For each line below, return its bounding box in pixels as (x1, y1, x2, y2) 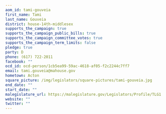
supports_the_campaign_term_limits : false (5, 40, 96, 45)
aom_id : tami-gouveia (5, 7, 51, 13)
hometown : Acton (5, 73, 39, 78)
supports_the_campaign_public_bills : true (5, 31, 96, 36)
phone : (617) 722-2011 (5, 54, 53, 60)
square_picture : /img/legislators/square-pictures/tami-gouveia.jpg (5, 78, 152, 83)
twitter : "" (5, 101, 30, 106)
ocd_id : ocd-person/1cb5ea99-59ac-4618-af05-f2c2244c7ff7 (5, 64, 130, 69)
